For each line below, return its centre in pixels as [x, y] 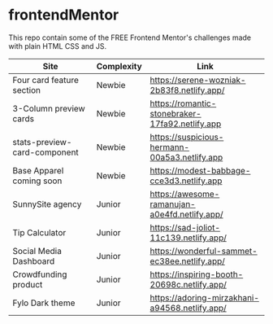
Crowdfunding [40, 274]
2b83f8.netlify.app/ [187, 90]
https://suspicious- [187, 137]
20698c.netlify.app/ [188, 284]
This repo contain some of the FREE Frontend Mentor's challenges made [130, 37]
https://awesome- [185, 194]
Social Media [37, 251]
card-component [45, 152]
